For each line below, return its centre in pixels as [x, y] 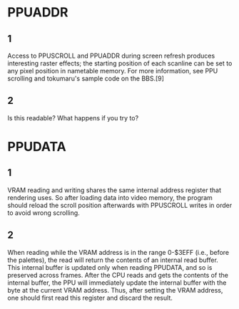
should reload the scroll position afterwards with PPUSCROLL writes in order [120, 205]
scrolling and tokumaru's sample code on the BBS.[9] [86, 78]
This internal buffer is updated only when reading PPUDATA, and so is [110, 267]
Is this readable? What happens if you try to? [73, 117]
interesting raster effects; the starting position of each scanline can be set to [120, 63]
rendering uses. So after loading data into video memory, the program [110, 197]
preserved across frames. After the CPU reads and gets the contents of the [118, 275]
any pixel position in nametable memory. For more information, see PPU [113, 71]
